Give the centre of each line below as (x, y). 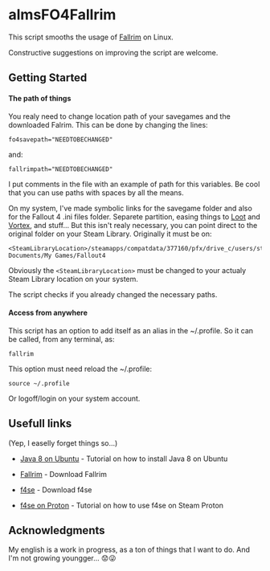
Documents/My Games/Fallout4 (57, 255)
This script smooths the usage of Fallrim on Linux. (91, 37)
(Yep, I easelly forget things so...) (63, 443)
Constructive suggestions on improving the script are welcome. (113, 52)
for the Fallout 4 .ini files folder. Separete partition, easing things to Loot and (135, 216)
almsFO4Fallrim (62, 15)
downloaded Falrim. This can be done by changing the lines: (108, 124)
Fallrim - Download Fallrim (63, 474)
